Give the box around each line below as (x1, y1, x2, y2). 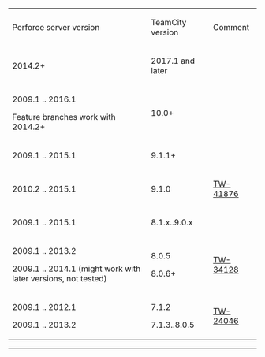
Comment (212, 22, 250, 32)
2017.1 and (151, 55, 196, 66)
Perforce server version (12, 22, 100, 32)
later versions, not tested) (12, 273, 107, 284)
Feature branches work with (12, 112, 116, 122)
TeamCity (151, 17, 187, 28)
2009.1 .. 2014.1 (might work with (12, 263, 141, 274)
